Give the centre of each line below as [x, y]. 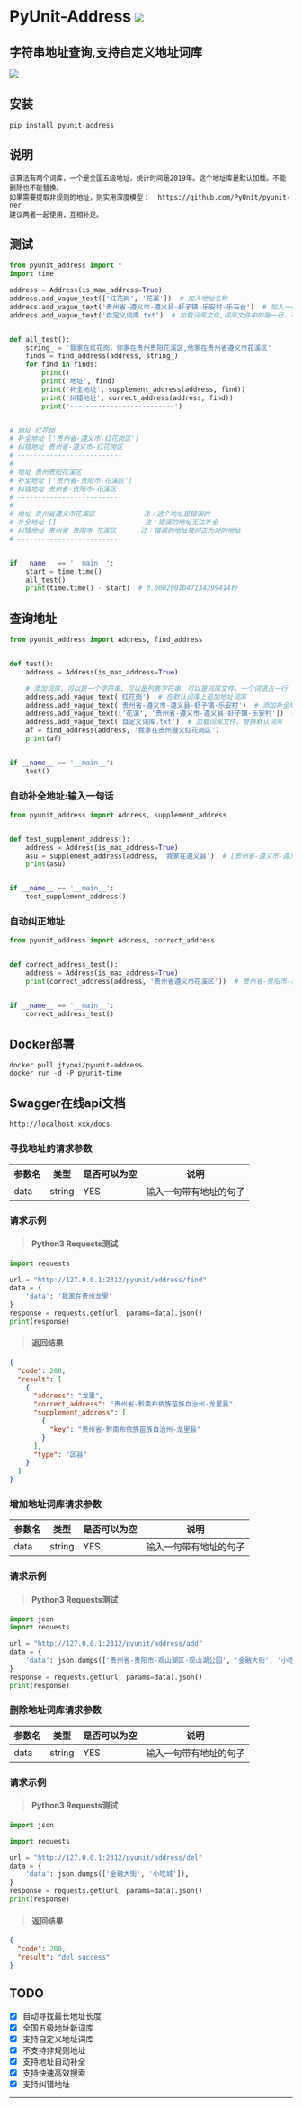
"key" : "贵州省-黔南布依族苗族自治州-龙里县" [125, 1429]
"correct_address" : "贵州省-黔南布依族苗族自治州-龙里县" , [135, 1405]
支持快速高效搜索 [54, 2072]
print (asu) [46, 864]
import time [31, 274]
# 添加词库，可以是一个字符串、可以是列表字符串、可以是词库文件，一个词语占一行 [156, 688]
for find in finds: [62, 365]
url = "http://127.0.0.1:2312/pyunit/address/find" [108, 1280]
